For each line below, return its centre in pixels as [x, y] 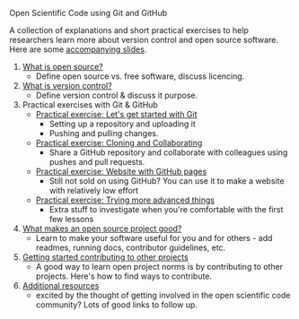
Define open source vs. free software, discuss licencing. [140, 76]
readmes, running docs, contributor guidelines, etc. [131, 247]
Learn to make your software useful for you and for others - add [154, 238]
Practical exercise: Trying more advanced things [125, 200]
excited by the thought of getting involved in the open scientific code [163, 295]
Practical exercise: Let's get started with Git [116, 114]
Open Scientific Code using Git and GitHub [88, 13]
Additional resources [61, 285]
